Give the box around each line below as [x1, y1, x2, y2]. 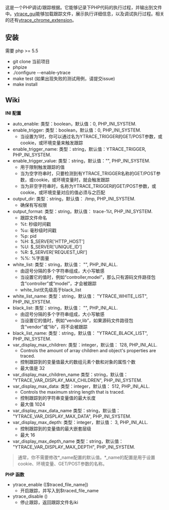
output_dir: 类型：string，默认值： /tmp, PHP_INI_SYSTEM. [12, 195, 136, 201]
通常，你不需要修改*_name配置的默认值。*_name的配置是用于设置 [17, 454, 155, 460]
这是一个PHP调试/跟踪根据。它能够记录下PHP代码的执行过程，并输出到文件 [5, 5, 162, 10]
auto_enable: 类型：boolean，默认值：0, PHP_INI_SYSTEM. [12, 120, 137, 126]
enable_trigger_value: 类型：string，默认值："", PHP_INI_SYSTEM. [12, 157, 150, 163]
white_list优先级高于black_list [20, 286, 82, 292]
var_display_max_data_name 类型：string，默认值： [12, 407, 120, 413]
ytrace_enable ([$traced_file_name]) [12, 481, 89, 487]
